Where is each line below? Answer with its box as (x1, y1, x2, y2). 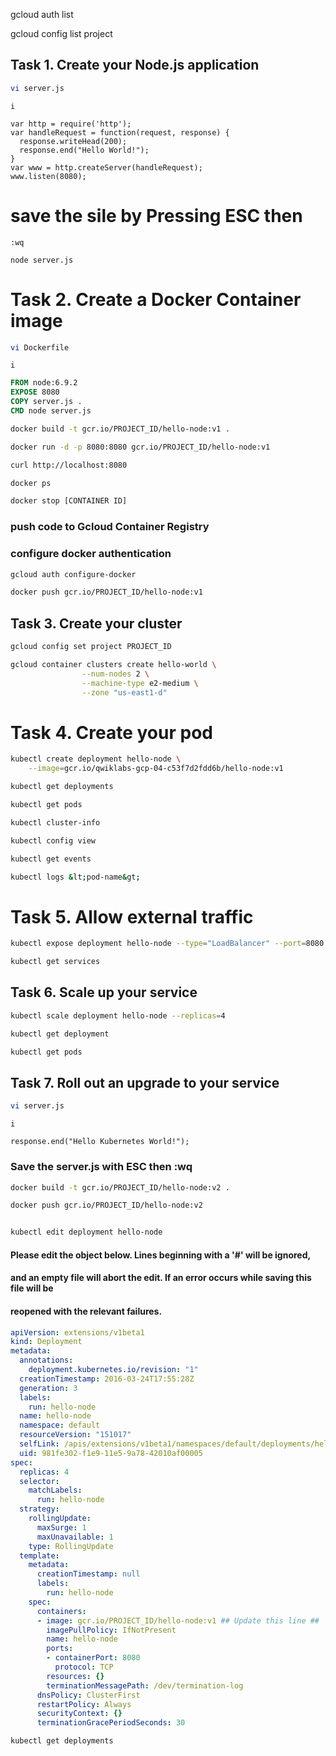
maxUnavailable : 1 (36, 1532, 114, 1542)
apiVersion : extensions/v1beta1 (10, 1327, 145, 1338)
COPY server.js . (10, 397, 83, 407)
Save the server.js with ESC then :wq (10, 1160, 193, 1174)
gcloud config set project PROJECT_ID (10, 642, 172, 652)
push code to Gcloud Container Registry (10, 520, 210, 534)
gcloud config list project (10, 28, 113, 39)
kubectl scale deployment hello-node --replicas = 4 (10, 1010, 226, 1021)
